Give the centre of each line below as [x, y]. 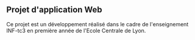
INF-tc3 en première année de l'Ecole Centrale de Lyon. [76, 30]
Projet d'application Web [54, 10]
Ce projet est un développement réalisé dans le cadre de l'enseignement [97, 24]
